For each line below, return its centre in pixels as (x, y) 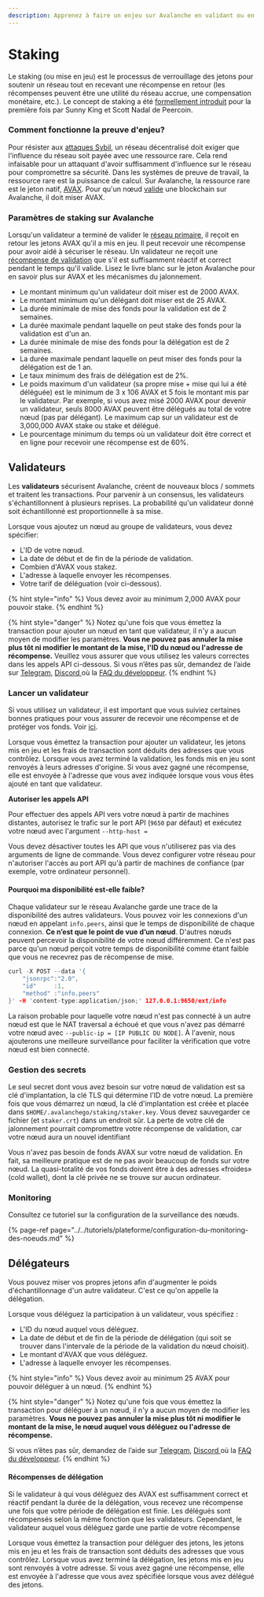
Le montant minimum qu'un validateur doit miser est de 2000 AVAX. (129, 292)
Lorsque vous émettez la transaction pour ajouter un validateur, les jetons (127, 742)
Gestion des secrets (47, 1070)
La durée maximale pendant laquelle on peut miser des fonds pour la (130, 359)
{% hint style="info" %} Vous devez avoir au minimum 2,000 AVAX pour (125, 598)
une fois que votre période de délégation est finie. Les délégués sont (119, 1511)
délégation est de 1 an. (56, 368)
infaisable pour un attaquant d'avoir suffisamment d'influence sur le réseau (130, 164)
